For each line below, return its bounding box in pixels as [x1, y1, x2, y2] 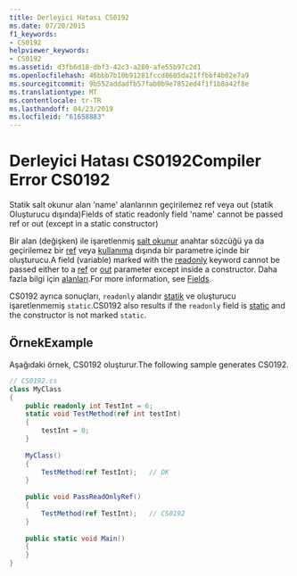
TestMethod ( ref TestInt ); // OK [41, 467, 169, 477]
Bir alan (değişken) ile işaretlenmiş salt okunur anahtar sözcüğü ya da [9, 235, 265, 246]
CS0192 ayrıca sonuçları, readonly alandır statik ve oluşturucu [9, 291, 236, 301]
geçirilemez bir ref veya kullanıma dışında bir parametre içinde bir [9, 245, 250, 256]
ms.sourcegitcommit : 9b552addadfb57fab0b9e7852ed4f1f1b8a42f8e [9, 79, 250, 88]
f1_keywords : [9, 29, 58, 38]
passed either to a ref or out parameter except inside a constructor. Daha [9, 264, 278, 275]
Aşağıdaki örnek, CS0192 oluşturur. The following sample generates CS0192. [9, 358, 289, 370]
